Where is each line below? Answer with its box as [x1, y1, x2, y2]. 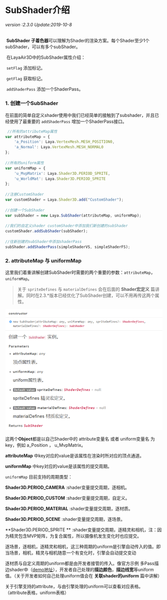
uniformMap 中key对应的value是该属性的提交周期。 [5, 464, 112, 470]
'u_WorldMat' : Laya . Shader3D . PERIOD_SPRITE [14, 176, 106, 181]
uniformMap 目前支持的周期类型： [5, 474, 73, 480]
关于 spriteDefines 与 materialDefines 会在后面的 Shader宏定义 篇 [17, 286, 156, 292]
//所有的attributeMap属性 [7, 129, 57, 134]
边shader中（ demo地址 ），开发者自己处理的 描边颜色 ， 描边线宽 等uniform [5, 567, 154, 573]
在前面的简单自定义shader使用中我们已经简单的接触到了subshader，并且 [5, 112, 155, 118]
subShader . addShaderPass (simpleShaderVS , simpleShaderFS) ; [5, 244, 131, 249]
